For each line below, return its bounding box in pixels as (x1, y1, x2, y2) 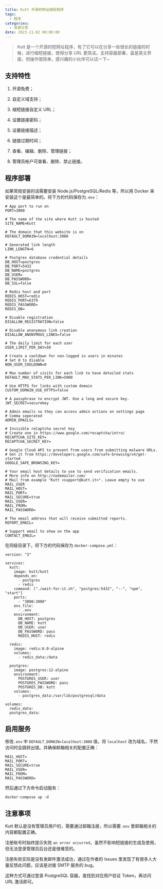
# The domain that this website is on (5, 229, 84, 235)
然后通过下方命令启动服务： (5, 785, 61, 791)
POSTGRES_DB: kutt (18, 685, 55, 690)
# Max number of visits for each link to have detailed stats (5, 370, 134, 375)
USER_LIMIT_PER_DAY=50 (5, 345, 51, 350)
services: (5, 561, 25, 565)
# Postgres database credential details (5, 255, 89, 260)
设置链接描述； (12, 127, 42, 133)
